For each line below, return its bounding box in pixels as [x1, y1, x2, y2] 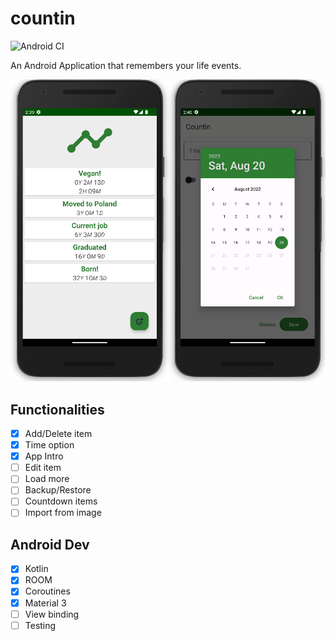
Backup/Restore [24, 484, 92, 496]
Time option [24, 439, 75, 451]
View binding [24, 608, 80, 620]
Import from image [24, 507, 102, 519]
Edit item [24, 462, 62, 474]
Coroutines [24, 585, 71, 597]
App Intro [24, 450, 64, 462]
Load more [24, 473, 70, 485]
